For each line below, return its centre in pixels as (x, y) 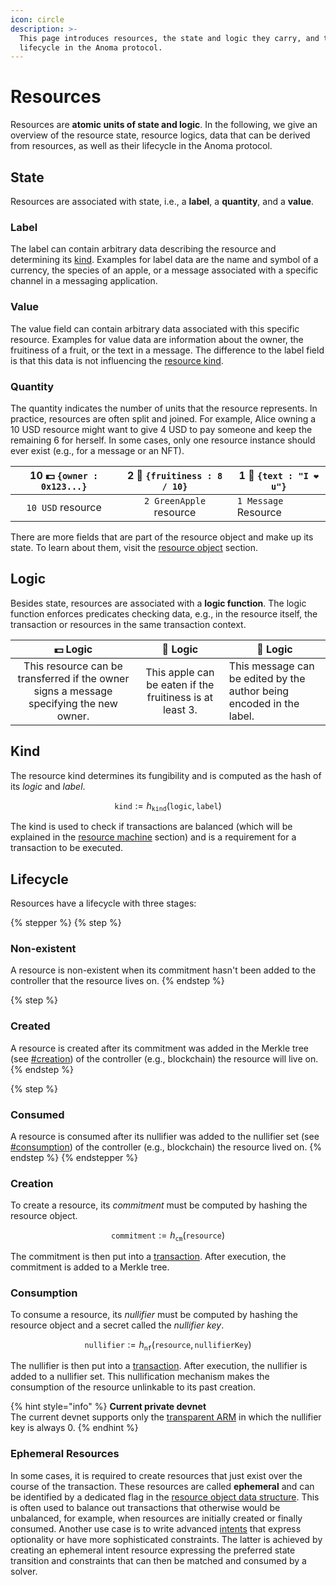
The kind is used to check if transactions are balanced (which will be (151, 827)
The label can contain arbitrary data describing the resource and (143, 249)
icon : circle (37, 19)
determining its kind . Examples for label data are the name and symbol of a (164, 260)
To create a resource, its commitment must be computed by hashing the (159, 1205)
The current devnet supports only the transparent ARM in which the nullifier (166, 1417)
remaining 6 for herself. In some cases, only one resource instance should (163, 440)
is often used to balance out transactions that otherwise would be (145, 1507)
